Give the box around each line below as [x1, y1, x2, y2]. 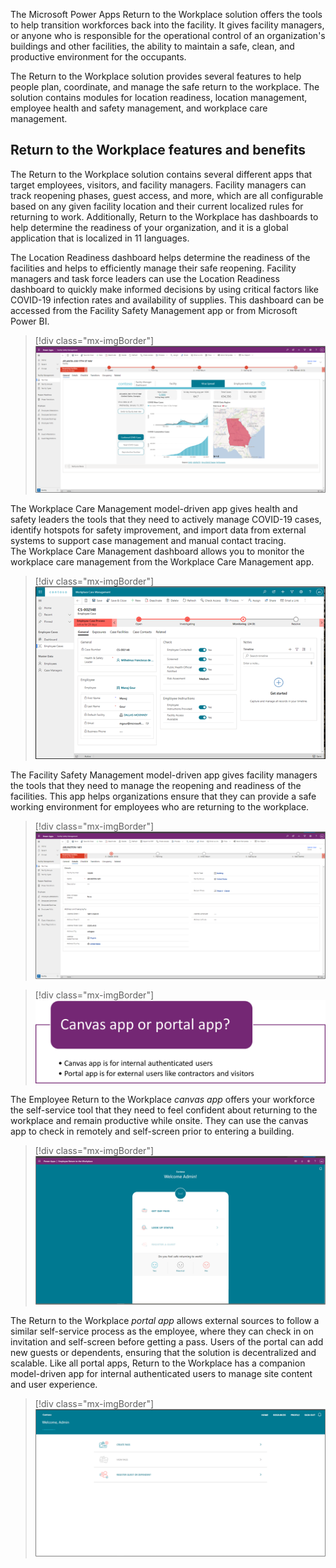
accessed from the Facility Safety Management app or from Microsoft [10, 304, 298, 316]
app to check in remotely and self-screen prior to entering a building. [10, 1125, 295, 1137]
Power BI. [10, 315, 50, 327]
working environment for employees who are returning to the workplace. [10, 800, 310, 813]
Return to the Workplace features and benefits [10, 142, 307, 159]
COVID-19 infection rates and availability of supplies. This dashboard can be [10, 294, 325, 306]
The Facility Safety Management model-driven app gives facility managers [10, 769, 318, 781]
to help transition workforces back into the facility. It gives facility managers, [10, 19, 325, 31]
